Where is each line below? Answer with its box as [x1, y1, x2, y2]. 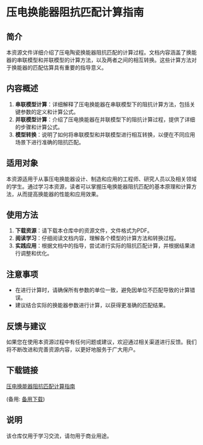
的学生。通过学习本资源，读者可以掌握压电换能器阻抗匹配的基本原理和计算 [6, 182, 192, 190]
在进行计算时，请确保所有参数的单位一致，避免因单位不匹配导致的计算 [14, 286, 190, 294]
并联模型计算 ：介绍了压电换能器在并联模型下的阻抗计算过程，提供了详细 [14, 116, 195, 123]
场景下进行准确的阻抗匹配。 [14, 138, 85, 146]
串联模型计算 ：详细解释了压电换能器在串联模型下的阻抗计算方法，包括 [14, 101, 190, 108]
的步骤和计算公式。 [14, 123, 63, 130]
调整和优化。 [20, 250, 53, 257]
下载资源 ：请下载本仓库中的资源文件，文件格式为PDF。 [14, 227, 153, 234]
